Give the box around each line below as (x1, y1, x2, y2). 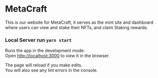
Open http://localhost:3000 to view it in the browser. (5, 53, 110, 59)
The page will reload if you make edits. (5, 62, 83, 68)
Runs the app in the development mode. (5, 47, 85, 54)
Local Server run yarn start (5, 36, 72, 43)
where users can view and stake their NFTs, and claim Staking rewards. (5, 24, 148, 30)
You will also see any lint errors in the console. (5, 67, 98, 73)
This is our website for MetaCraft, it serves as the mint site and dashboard (5, 19, 154, 25)
